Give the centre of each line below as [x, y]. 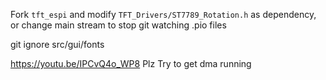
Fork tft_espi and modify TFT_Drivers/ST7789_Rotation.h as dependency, [163, 14]
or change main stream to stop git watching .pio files [118, 25]
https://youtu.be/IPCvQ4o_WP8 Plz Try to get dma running [131, 63]
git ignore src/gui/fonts [57, 44]
